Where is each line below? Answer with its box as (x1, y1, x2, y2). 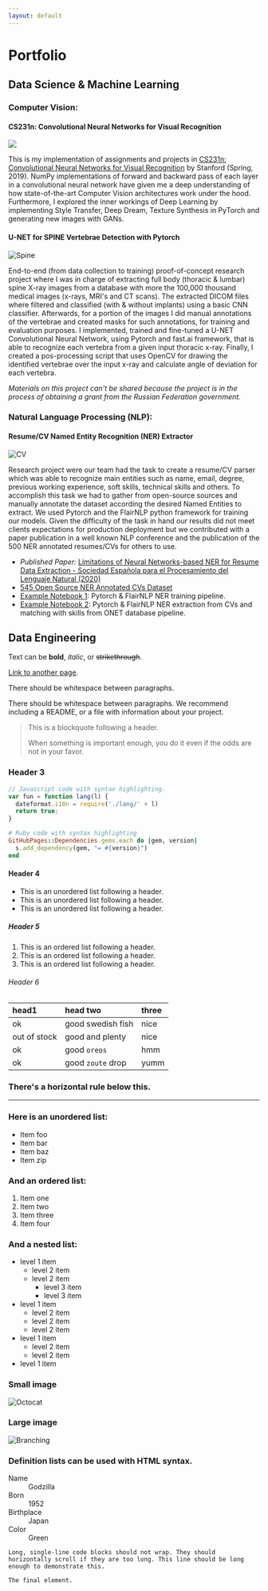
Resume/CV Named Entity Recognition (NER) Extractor (8, 431, 194, 441)
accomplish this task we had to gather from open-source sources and (8, 490, 238, 500)
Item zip (19, 1155, 47, 1164)
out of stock (12, 1032, 57, 1043)
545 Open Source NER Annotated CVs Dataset (19, 582, 173, 592)
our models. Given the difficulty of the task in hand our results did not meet (8, 515, 255, 525)
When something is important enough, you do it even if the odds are (27, 738, 252, 748)
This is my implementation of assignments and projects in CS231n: (8, 154, 227, 164)
